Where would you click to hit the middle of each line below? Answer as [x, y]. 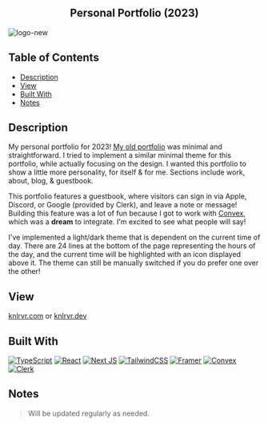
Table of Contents [54, 58]
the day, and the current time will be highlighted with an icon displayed [125, 255]
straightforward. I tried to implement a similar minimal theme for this [120, 155]
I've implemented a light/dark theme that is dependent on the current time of [134, 237]
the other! [24, 271]
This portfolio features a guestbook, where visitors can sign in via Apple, [128, 196]
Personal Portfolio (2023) [134, 13]
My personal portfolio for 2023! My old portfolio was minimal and [115, 147]
